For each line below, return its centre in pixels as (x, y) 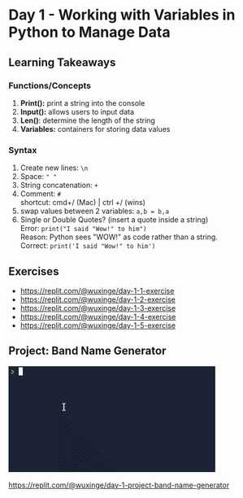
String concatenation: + (59, 186)
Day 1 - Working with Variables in (122, 15)
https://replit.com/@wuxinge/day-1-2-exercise (98, 299)
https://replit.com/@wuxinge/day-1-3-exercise (98, 308)
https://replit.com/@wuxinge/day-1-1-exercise (97, 290)
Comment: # (41, 194)
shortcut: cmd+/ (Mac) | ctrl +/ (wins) (83, 203)
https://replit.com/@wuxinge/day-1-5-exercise (98, 325)
